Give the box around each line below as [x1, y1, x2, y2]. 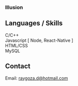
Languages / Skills [5, 19, 63, 28]
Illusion [5, 4, 23, 11]
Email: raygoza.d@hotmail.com [5, 75, 68, 81]
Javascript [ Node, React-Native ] [5, 37, 74, 43]
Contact [5, 62, 31, 70]
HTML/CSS [5, 42, 28, 48]
